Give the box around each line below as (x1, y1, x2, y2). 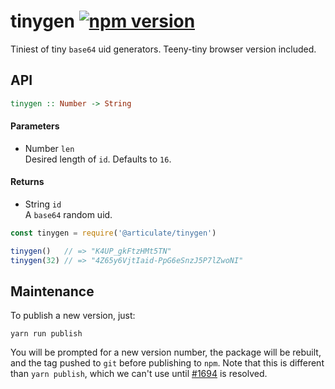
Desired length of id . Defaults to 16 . (24, 153, 172, 165)
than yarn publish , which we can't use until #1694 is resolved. (10, 368, 268, 380)
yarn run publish (10, 329, 83, 339)
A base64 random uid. (24, 209, 113, 221)
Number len (24, 142, 75, 154)
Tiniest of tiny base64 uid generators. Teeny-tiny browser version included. (10, 43, 317, 55)
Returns (10, 176, 45, 188)
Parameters (10, 120, 60, 132)
